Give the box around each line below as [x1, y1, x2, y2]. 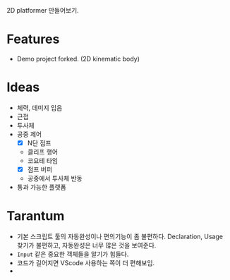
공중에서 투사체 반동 [27, 174, 83, 182]
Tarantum [6, 208, 65, 224]
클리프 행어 [27, 147, 58, 156]
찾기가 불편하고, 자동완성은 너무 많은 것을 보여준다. [16, 241, 157, 249]
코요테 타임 [27, 156, 58, 164]
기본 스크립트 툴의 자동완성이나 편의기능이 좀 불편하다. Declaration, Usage [16, 232, 224, 241]
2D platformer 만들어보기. [6, 6, 79, 14]
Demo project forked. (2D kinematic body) [16, 54, 140, 63]
